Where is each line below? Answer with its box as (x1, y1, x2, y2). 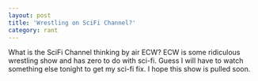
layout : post (8, 11, 51, 20)
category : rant (8, 26, 59, 34)
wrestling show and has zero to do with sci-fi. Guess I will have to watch (8, 56, 244, 65)
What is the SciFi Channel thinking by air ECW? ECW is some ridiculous (8, 48, 241, 57)
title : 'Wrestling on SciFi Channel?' (8, 19, 136, 27)
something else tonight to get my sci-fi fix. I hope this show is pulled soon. (8, 64, 251, 74)
